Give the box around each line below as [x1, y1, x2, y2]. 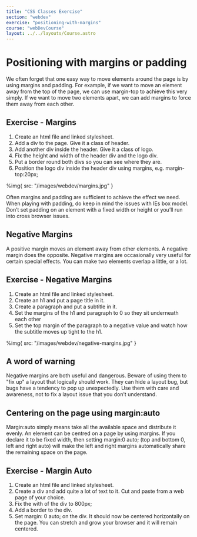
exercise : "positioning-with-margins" [6, 19, 101, 25]
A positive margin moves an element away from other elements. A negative [6, 245, 188, 252]
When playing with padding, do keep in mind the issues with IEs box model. [6, 200, 189, 207]
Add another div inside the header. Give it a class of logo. [14, 146, 154, 153]
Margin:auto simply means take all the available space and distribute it [6, 424, 176, 431]
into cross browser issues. [6, 212, 70, 219]
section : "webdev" [6, 14, 51, 20]
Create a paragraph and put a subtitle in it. [14, 303, 118, 310]
